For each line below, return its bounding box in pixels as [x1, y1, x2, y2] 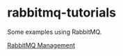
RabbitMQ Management [7, 41, 75, 49]
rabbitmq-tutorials [7, 5, 117, 21]
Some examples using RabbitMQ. [7, 28, 102, 36]
